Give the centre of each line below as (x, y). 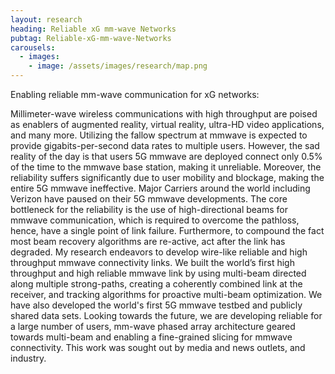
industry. (28, 358)
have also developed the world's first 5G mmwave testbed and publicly (156, 305)
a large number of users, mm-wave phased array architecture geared (153, 326)
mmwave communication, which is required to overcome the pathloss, (155, 220)
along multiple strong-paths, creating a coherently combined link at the (156, 284)
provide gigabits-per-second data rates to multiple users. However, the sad (165, 145)
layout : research (46, 19)
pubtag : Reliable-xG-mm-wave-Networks (91, 38)
